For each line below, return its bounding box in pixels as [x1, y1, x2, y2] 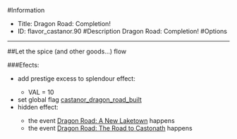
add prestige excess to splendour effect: [17, 74, 135, 83]
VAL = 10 [28, 88, 54, 96]
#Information [7, 6, 45, 14]
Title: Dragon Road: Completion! [17, 20, 111, 27]
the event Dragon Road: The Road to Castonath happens [28, 124, 193, 132]
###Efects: [7, 61, 39, 69]
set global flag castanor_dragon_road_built [17, 95, 142, 104]
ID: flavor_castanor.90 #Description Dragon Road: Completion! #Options [17, 27, 228, 35]
